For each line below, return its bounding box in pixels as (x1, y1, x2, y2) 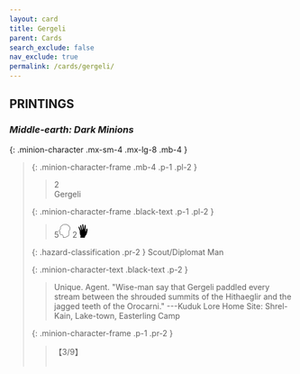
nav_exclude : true (9, 52, 78, 62)
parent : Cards (9, 33, 63, 42)
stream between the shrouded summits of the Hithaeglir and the (53, 291, 292, 302)
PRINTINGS (9, 96, 75, 112)
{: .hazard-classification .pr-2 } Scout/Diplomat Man (31, 246, 224, 257)
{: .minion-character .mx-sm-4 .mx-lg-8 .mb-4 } (9, 144, 187, 155)
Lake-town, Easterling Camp (75, 310, 180, 321)
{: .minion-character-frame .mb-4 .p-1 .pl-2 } (31, 161, 198, 172)
